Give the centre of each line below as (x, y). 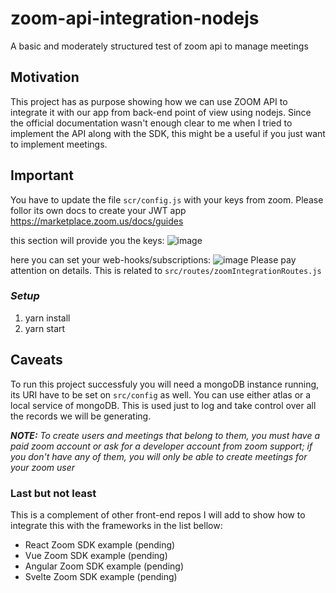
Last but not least (53, 493)
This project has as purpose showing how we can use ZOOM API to (149, 101)
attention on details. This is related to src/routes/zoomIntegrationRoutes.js (166, 270)
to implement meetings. (59, 144)
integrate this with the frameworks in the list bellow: (116, 525)
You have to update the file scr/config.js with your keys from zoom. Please (167, 199)
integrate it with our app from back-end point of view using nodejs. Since (161, 112)
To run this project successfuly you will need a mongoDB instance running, (165, 384)
